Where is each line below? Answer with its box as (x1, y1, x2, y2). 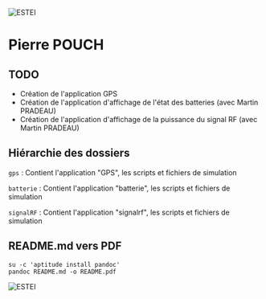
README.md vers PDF (8, 240, 122, 253)
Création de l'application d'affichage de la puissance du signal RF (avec (19, 115, 258, 124)
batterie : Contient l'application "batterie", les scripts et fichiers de (8, 183, 231, 193)
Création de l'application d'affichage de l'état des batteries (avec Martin (19, 97, 259, 107)
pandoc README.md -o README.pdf (8, 268, 117, 276)
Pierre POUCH (8, 36, 104, 54)
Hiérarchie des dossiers (8, 146, 130, 160)
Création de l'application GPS (19, 89, 118, 98)
